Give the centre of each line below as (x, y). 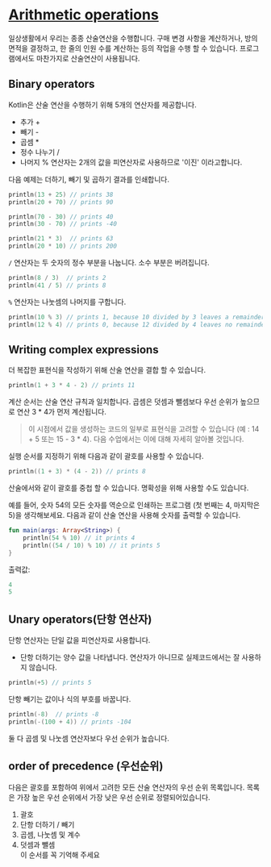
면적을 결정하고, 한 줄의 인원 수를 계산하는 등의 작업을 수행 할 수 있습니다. (123, 48)
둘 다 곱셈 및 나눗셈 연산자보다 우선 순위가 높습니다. (89, 738)
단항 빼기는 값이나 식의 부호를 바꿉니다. (70, 699)
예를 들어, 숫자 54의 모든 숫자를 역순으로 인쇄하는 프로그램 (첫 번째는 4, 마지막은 (134, 505)
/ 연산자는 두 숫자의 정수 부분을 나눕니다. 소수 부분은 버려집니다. (109, 263)
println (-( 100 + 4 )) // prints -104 (70, 722)
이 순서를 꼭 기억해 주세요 (60, 854)
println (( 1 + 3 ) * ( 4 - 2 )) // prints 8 (77, 472)
